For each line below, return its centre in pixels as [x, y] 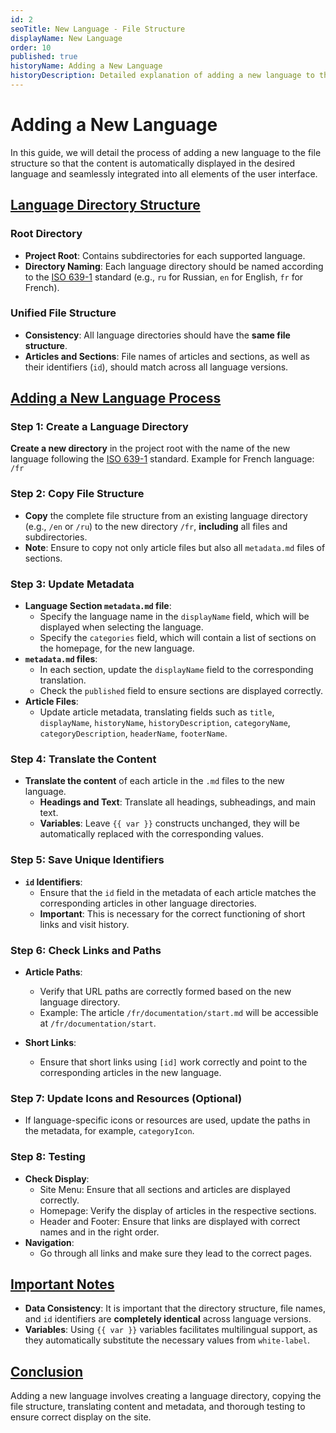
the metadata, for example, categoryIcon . [109, 1131]
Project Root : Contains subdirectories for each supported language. [165, 255]
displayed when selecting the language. [121, 627]
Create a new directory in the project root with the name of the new [150, 448]
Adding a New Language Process [116, 398]
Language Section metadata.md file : [98, 606]
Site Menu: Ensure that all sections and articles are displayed [165, 1189]
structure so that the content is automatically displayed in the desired [153, 163]
